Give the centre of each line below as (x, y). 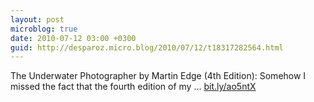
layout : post (37, 19)
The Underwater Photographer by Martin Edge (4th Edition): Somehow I (158, 76)
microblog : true (44, 29)
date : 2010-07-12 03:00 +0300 (73, 38)
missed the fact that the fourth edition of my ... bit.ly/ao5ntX (133, 87)
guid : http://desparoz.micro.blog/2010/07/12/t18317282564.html (147, 47)
